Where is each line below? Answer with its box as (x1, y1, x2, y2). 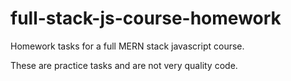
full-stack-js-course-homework (10, 7, 282, 30)
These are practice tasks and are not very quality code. (10, 59, 238, 71)
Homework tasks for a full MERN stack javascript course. (10, 40, 245, 52)
